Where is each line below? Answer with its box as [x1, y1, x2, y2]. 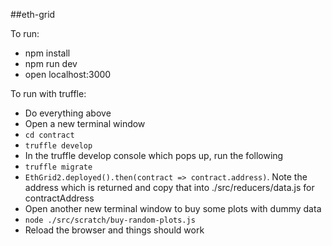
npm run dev [24, 58, 78, 69]
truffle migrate [24, 162, 93, 172]
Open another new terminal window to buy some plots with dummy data [24, 203, 322, 214]
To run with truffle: [10, 88, 87, 99]
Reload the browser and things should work [24, 224, 205, 236]
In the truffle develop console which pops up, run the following [24, 150, 284, 161]
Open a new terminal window [24, 118, 146, 129]
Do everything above [24, 107, 112, 119]
